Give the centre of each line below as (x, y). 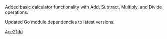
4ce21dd (14, 31)
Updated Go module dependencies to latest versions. (60, 22)
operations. (17, 12)
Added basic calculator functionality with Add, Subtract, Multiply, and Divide (84, 7)
